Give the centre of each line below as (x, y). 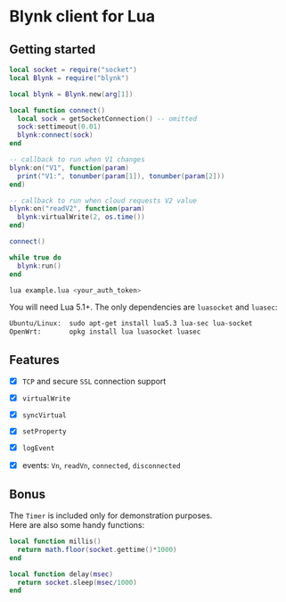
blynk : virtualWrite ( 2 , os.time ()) (81, 217)
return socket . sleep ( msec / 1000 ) (78, 582)
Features (34, 360)
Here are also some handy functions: (77, 525)
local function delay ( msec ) (61, 574)
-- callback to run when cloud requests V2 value (103, 201)
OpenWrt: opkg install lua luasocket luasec (105, 332)
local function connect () (57, 110)
